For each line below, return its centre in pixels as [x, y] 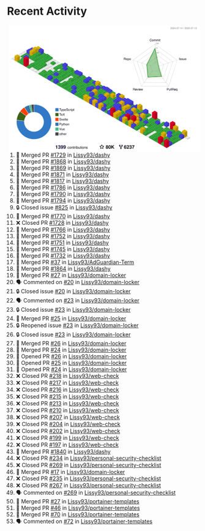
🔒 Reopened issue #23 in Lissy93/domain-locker [77, 325]
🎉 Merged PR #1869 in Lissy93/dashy [63, 168]
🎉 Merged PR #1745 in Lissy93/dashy [63, 249]
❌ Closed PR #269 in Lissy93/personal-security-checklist [88, 465]
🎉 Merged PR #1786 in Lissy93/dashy [63, 187]
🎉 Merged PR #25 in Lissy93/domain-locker [71, 318]
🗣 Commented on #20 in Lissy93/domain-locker [78, 282]
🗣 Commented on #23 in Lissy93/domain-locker [77, 301]
